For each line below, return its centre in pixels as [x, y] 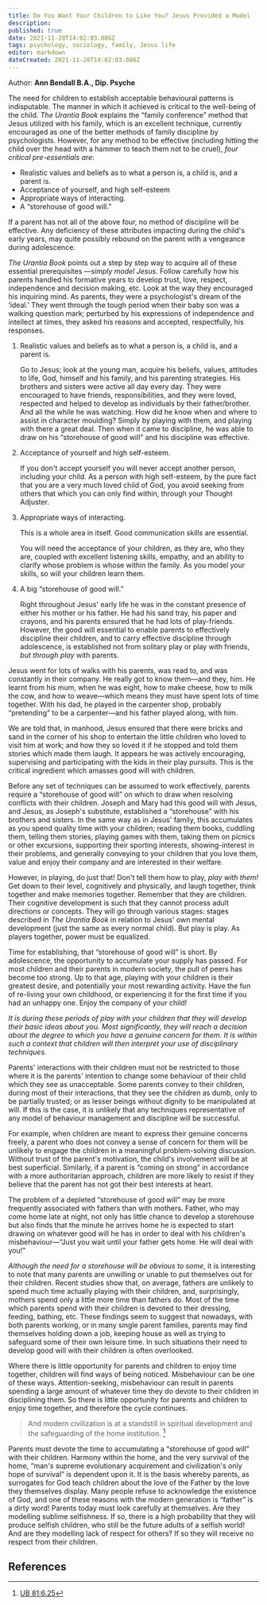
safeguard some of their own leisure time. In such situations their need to [128, 1342]
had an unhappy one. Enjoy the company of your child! [98, 1003]
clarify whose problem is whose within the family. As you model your [132, 565]
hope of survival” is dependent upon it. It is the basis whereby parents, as [129, 1474]
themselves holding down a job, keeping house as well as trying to [117, 1333]
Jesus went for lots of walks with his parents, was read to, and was [118, 670]
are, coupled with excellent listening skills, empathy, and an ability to [132, 556]
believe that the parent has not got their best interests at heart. [110, 1184]
